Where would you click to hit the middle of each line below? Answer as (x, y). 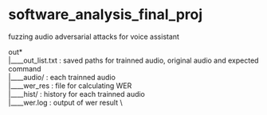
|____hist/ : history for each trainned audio (77, 94)
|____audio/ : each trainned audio (62, 77)
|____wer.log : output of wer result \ (66, 102)
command (25, 68)
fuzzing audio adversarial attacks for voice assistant (94, 36)
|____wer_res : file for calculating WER (70, 86)
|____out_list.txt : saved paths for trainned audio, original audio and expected (133, 60)
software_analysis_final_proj (106, 15)
